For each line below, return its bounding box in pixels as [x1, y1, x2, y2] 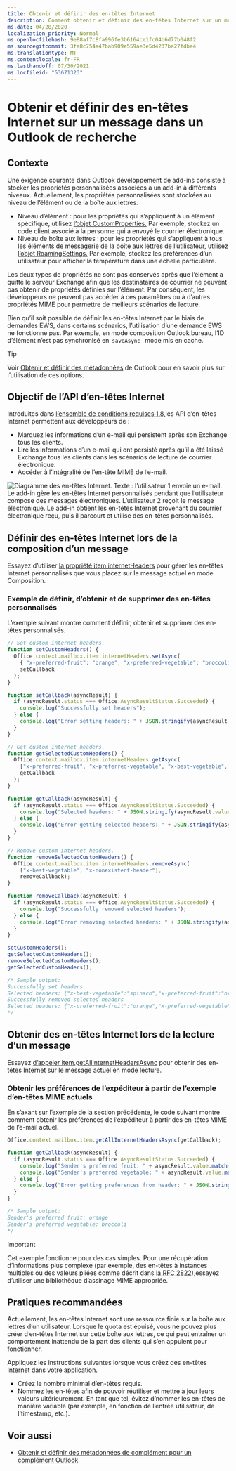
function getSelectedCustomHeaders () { [7, 750, 124, 757]
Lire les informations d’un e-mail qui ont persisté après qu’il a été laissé [17, 445, 223, 454]
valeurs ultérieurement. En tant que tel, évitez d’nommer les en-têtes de [17, 1394, 225, 1403]
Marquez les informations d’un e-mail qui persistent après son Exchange [17, 431, 228, 439]
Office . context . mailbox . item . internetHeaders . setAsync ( [13, 653, 181, 660]
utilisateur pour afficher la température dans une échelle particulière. [17, 256, 216, 265]
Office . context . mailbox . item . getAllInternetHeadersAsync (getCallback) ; [7, 1137, 221, 1144]
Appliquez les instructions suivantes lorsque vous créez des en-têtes [7, 1359, 207, 1367]
